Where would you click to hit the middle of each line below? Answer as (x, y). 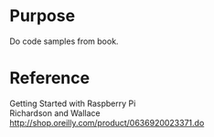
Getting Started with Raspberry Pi (73, 103)
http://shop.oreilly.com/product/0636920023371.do (107, 122)
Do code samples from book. (64, 41)
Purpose (43, 16)
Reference (49, 78)
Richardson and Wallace (55, 113)
